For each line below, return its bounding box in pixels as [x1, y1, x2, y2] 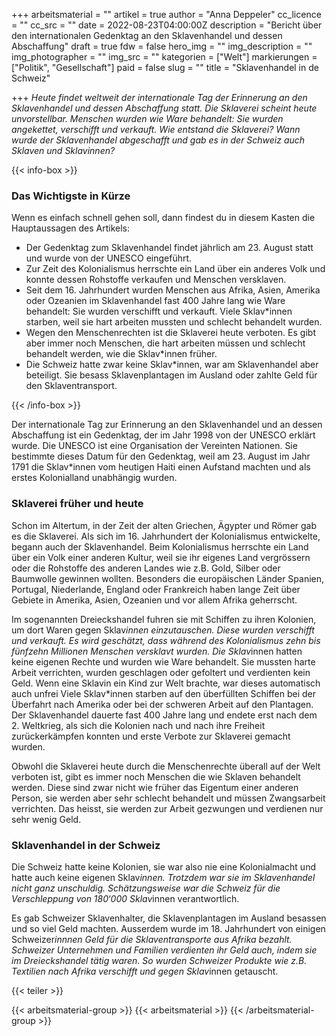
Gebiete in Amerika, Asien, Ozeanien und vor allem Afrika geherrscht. [11, 594, 298, 606]
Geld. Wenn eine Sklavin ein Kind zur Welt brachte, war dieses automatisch [11, 677, 321, 689]
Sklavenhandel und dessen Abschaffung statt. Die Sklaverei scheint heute [11, 102, 318, 114]
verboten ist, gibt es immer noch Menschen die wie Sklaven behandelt [11, 770, 301, 783]
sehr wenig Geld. [11, 813, 82, 825]
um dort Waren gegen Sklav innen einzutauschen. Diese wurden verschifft [11, 624, 315, 636]
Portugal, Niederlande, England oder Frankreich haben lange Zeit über [11, 583, 301, 595]
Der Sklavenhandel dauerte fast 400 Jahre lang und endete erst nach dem [11, 709, 318, 721]
